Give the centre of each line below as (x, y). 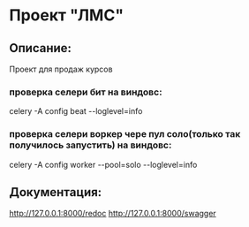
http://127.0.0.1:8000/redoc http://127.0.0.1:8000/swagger (113, 214)
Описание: (41, 48)
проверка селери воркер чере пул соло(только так (125, 134)
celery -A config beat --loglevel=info (76, 111)
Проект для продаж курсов (61, 69)
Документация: (56, 192)
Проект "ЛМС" (67, 15)
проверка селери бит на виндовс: (86, 92)
